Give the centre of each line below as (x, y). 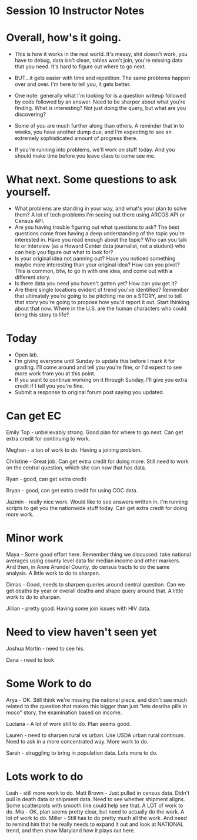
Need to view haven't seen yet (81, 632)
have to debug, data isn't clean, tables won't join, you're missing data (98, 61)
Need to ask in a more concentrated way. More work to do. (77, 741)
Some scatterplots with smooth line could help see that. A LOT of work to (95, 805)
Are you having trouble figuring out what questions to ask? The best (97, 227)
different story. (33, 277)
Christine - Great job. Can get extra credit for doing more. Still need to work (98, 461)
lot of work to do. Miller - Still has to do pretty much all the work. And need (96, 818)
